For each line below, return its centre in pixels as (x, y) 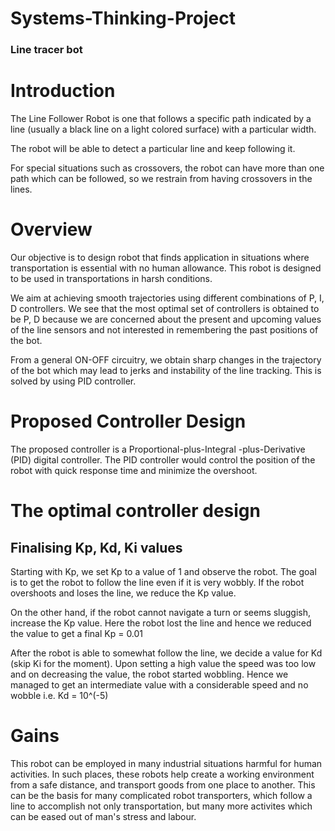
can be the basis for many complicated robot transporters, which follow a (161, 795)
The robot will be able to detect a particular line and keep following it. (153, 149)
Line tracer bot (46, 50)
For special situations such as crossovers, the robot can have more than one (167, 168)
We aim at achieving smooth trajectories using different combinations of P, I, (167, 298)
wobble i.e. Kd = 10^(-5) (59, 695)
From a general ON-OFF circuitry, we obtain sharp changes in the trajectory (166, 359)
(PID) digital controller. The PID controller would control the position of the (163, 459)
